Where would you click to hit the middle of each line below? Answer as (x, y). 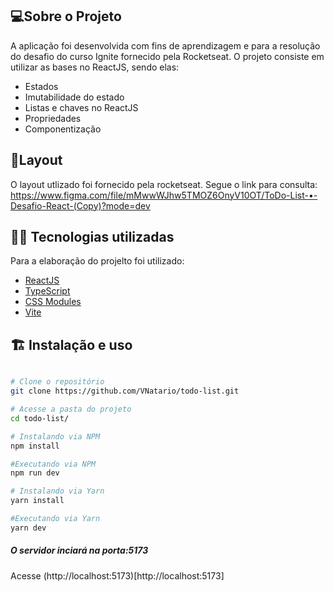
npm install (35, 446)
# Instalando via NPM (55, 436)
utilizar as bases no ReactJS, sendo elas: (95, 67)
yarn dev (28, 528)
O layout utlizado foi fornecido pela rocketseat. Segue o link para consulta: (164, 184)
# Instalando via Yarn (57, 491)
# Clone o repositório (57, 382)
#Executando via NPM (53, 464)
